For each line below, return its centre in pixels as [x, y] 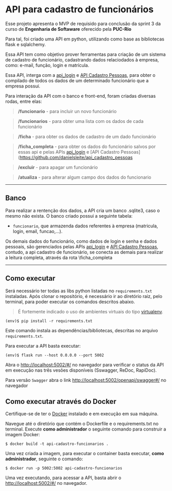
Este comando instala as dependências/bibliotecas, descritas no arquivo [82, 330]
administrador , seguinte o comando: [44, 459]
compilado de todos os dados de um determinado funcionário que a [77, 80]
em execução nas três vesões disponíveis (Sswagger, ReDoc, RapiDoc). [81, 370]
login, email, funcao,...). [38, 231]
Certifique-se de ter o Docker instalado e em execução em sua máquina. [82, 414]
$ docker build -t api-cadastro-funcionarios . [57, 444]
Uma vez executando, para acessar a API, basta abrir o [63, 478]
